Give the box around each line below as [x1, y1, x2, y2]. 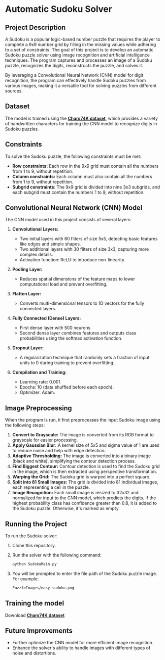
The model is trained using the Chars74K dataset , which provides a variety [5, 115, 158, 121]
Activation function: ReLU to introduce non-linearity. [19, 257, 126, 263]
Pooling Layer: [12, 266, 43, 273]
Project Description [5, 23, 66, 32]
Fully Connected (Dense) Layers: [12, 315, 81, 321]
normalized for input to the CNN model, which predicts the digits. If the [12, 495, 156, 501]
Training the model [5, 599, 64, 608]
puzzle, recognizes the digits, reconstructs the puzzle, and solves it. [5, 63, 144, 68]
